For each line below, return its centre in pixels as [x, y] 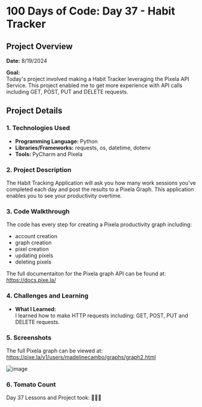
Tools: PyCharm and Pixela [49, 154]
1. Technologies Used [38, 128]
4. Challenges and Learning [47, 296]
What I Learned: [35, 309]
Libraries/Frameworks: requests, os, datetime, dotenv [83, 148]
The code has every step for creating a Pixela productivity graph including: [99, 224]
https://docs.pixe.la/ [31, 280]
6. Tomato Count [31, 384]
